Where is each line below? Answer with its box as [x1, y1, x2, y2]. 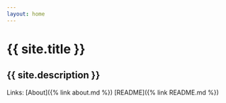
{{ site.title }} [6, 40, 86, 57]
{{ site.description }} [6, 69, 101, 82]
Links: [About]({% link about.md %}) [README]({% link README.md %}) [6, 88, 219, 97]
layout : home [6, 10, 45, 18]
